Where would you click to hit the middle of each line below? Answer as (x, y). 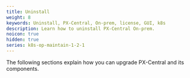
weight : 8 (19, 17)
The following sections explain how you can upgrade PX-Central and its (95, 62)
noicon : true (23, 34)
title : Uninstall (28, 12)
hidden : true (23, 40)
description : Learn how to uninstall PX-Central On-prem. (81, 28)
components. (23, 68)
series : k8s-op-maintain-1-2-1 (46, 46)
